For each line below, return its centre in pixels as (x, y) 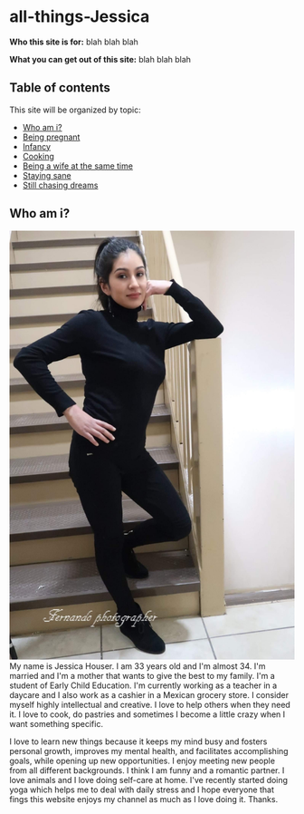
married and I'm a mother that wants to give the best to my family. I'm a (142, 676)
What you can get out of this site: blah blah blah (100, 59)
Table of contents (60, 88)
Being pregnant (51, 137)
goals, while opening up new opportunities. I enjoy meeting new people (142, 761)
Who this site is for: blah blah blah (74, 42)
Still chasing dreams (60, 185)
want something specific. (57, 724)
